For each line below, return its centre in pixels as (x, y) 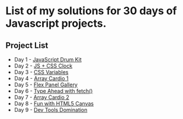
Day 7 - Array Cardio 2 (41, 97)
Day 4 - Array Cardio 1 (41, 78)
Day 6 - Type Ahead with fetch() (53, 91)
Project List (27, 45)
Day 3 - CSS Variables (41, 72)
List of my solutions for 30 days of (91, 11)
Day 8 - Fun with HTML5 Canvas (54, 104)
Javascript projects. (56, 23)
